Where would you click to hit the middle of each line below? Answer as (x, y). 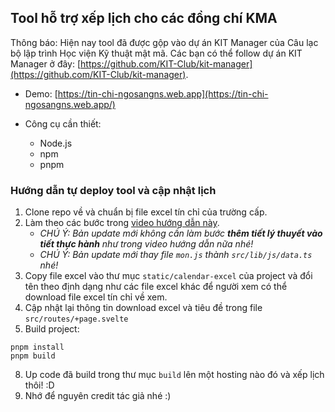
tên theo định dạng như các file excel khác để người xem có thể (156, 287)
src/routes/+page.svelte (76, 319)
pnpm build (33, 356)
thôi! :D (39, 385)
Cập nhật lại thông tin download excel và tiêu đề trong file (143, 308)
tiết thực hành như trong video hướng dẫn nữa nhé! (146, 244)
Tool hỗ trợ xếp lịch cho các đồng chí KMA (144, 18)
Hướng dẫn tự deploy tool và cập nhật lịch (113, 190)
